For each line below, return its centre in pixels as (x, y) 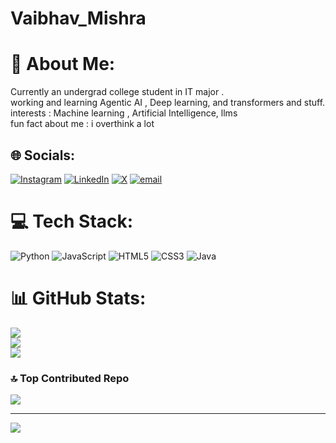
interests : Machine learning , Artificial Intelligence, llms (124, 113)
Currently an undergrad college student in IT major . (117, 92)
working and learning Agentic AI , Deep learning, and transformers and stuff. (168, 103)
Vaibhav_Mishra (78, 18)
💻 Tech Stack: (72, 221)
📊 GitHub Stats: (78, 298)
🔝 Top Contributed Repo (70, 378)
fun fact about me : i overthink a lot (82, 124)
